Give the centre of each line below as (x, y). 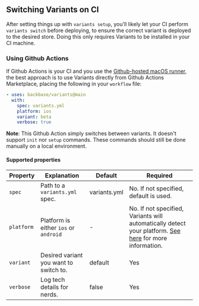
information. (146, 246)
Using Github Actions (38, 58)
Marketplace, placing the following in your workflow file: (74, 84)
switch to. (54, 270)
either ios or (58, 228)
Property (22, 176)
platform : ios (34, 111)
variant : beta (34, 117)
